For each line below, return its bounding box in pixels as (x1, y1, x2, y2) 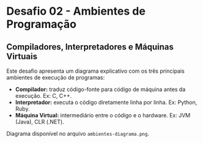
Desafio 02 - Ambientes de (6, 4, 146, 18)
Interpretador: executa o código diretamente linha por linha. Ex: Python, (15, 99, 197, 106)
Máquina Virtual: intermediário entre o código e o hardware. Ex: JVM (15, 112, 191, 119)
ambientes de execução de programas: (6, 74, 105, 81)
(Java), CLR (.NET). (15, 118, 64, 125)
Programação (6, 17, 76, 31)
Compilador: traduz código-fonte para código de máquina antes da (15, 86, 186, 93)
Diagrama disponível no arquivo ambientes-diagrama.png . (6, 130, 150, 137)
